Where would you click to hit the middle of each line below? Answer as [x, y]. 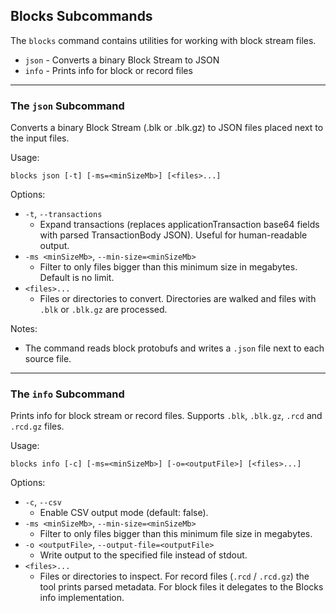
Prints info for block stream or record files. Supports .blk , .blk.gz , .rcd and [166, 416]
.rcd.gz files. [37, 426]
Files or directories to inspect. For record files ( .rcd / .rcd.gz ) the [174, 576]
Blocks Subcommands [81, 16]
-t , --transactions [63, 214]
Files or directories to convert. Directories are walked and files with [178, 299]
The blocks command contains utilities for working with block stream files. [163, 40]
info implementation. [82, 598]
